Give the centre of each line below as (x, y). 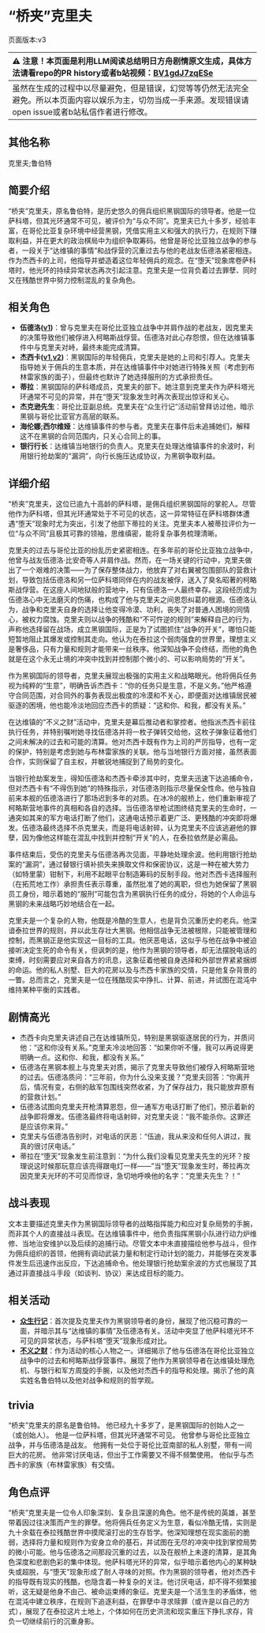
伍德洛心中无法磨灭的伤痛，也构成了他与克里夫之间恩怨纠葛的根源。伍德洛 (129, 600)
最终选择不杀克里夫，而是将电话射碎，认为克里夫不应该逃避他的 (146, 828)
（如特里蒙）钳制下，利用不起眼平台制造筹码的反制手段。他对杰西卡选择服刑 (132, 875)
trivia (21, 1406)
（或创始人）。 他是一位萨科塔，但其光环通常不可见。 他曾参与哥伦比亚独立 (129, 1435)
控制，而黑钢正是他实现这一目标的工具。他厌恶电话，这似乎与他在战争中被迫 (132, 940)
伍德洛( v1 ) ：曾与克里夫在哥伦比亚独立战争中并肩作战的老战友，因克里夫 (136, 328)
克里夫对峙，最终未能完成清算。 (92, 348)
